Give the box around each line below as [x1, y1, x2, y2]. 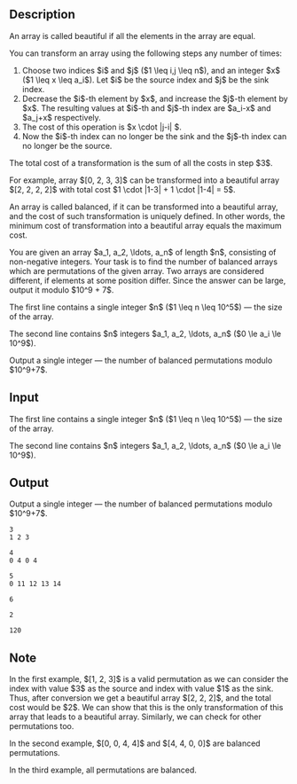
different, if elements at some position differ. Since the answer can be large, [9, 275, 286, 286]
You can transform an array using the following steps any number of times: [9, 48, 282, 59]
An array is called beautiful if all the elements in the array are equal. [9, 30, 256, 41]
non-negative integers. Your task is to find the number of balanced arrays [9, 256, 277, 267]
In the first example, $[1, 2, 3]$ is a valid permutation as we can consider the [9, 674, 289, 685]
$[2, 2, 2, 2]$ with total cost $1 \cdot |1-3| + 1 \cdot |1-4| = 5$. [9, 184, 237, 194]
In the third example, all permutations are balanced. [9, 764, 198, 775]
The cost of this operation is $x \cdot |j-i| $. [21, 122, 182, 132]
